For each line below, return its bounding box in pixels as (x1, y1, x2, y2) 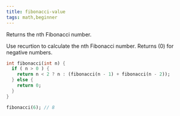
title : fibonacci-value (6, 8, 66, 15)
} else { (11, 77, 34, 83)
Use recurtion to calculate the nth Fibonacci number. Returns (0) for (6, 42, 174, 50)
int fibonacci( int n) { (6, 60, 66, 66)
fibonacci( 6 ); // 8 (6, 104, 55, 111)
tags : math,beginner (6, 14, 58, 20)
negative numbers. (6, 48, 53, 56)
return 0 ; (17, 83, 42, 88)
